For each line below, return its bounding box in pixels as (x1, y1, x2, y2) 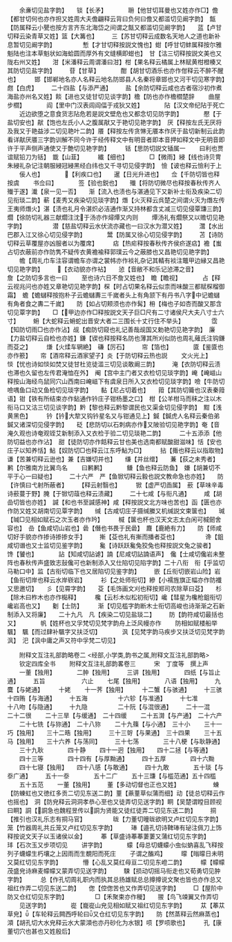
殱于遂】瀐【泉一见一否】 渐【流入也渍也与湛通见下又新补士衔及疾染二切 (7, 187, 222, 195)
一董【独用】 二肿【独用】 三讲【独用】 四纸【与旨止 (19, 669, 221, 676)
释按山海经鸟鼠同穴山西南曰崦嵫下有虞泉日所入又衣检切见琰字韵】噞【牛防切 (7, 377, 225, 385)
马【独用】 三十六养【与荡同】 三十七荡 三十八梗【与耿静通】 (7, 738, 224, 745)
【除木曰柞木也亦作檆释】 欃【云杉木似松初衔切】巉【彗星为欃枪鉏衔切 (7, 593, 222, 601)
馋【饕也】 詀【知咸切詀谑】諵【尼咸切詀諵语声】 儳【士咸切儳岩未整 (7, 550, 225, 558)
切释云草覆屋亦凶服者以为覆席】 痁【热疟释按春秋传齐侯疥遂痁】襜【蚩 (7, 239, 222, 247)
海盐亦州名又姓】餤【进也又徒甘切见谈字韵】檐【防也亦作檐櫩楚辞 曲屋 (7, 93, 221, 100)
